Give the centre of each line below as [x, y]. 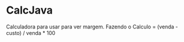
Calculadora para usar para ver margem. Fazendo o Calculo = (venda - [92, 27]
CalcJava [29, 10]
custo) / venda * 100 [31, 33]
